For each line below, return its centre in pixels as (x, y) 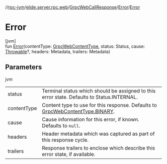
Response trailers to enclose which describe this (98, 148)
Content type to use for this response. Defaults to (99, 105)
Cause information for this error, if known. (91, 119)
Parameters (24, 67)
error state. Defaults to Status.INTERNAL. (90, 97)
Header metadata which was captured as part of (98, 134)
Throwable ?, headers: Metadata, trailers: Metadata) (58, 51)
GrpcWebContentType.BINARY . (79, 111)
